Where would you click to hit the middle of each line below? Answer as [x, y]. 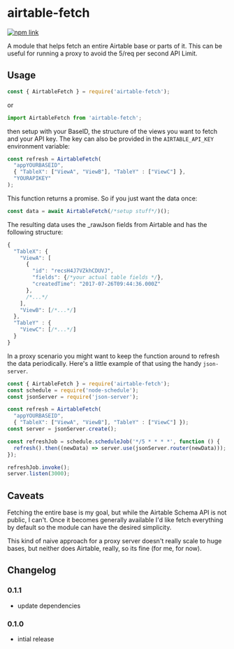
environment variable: [38, 146]
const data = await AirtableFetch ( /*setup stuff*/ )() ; [89, 211]
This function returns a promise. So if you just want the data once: [102, 198]
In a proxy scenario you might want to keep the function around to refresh [114, 356]
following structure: [35, 232]
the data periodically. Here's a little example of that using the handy [104, 363]
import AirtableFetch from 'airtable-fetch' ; [74, 118]
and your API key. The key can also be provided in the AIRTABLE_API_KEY [111, 139]
